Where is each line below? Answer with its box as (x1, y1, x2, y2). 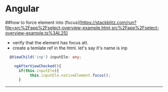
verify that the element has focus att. (12, 39, 88, 45)
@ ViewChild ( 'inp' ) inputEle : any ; (9, 54, 81, 60)
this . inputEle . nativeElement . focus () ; (29, 73, 111, 78)
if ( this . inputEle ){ (18, 68, 59, 73)
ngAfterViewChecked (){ (14, 63, 61, 69)
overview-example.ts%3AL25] (5, 30, 68, 36)
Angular (5, 3, 39, 14)
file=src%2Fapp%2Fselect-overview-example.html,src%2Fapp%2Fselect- (5, 24, 159, 30)
